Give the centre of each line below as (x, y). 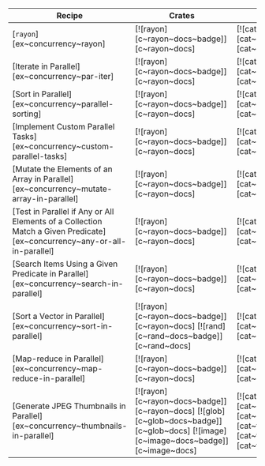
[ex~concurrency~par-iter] (63, 76)
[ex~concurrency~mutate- (62, 189)
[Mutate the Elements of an (62, 169)
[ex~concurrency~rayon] (59, 44)
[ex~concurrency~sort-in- (62, 326)
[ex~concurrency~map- (58, 368)
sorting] (27, 114)
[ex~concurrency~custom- (63, 147)
